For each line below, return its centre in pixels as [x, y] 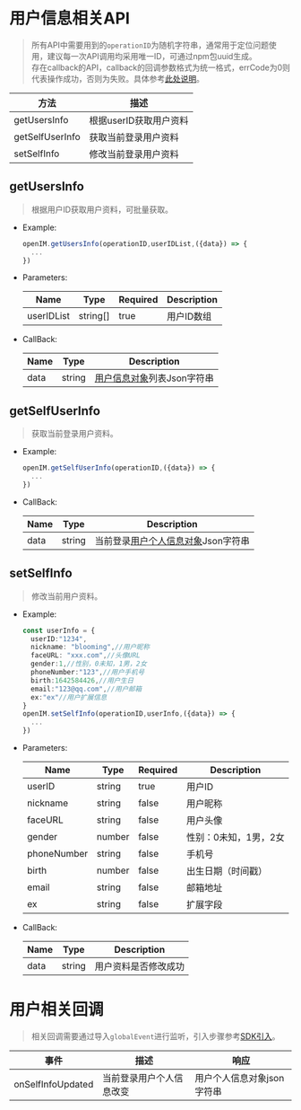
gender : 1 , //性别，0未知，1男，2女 [89, 664]
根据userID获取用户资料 [139, 120]
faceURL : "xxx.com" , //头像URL [86, 656]
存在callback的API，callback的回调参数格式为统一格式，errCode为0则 [161, 67]
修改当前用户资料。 [67, 596]
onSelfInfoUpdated [54, 1084]
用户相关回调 [57, 1010]
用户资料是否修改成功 [140, 966]
